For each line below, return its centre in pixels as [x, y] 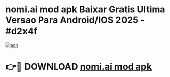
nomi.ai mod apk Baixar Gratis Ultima [85, 9]
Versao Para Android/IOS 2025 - [75, 20]
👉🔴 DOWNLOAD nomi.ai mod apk [79, 67]
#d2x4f [21, 31]
